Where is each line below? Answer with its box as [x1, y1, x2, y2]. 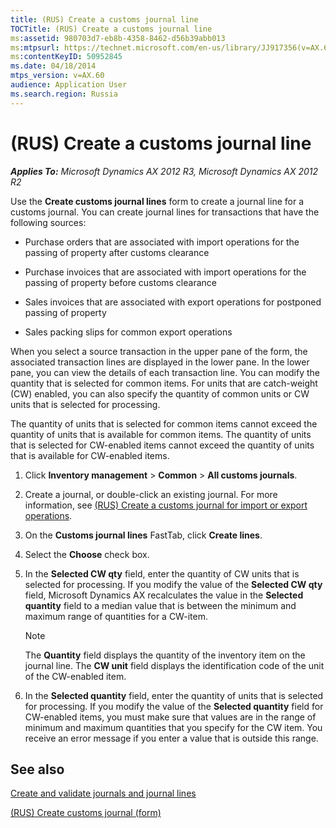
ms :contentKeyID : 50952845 [10, 52, 123, 62]
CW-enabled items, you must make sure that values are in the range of [24, 711, 317, 723]
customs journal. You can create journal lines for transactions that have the [10, 206, 320, 218]
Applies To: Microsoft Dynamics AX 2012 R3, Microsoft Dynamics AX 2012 [10, 165, 319, 177]
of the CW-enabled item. [24, 670, 127, 682]
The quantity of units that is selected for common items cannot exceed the [10, 417, 318, 430]
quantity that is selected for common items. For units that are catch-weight [10, 377, 318, 389]
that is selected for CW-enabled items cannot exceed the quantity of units [10, 439, 315, 451]
